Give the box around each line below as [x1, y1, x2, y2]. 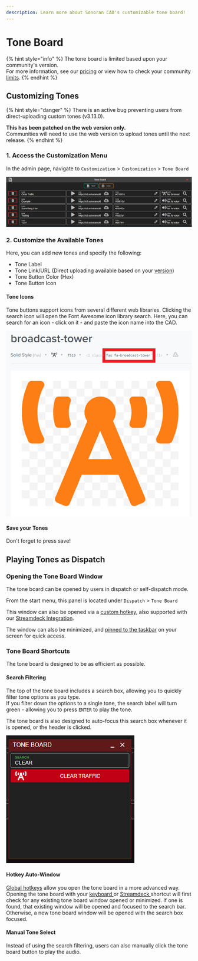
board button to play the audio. [6, 949, 81, 956]
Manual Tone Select [6, 929, 56, 936]
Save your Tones [6, 524, 48, 531]
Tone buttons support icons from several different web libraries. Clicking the [6, 306, 192, 313]
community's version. [6, 61, 59, 68]
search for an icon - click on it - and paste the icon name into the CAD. [6, 319, 178, 326]
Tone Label [14, 261, 42, 268]
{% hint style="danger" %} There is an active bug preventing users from [6, 107, 182, 114]
